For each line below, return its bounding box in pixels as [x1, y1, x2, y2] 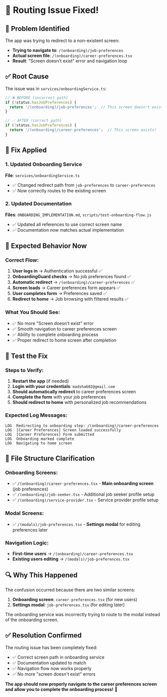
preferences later [12, 527, 48, 533]
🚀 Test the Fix [5, 352, 48, 360]
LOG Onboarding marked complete [5, 436, 75, 441]
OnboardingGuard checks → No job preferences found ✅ [12, 274, 132, 280]
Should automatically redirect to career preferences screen [12, 389, 136, 395]
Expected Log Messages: [5, 412, 68, 419]
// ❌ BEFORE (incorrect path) [5, 95, 69, 100]
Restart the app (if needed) [12, 378, 69, 384]
